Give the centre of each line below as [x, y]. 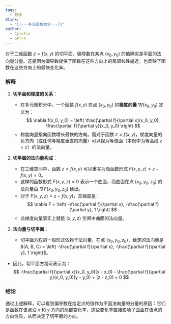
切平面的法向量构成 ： [35, 158]
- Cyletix [20, 34]
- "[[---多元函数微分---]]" [37, 24]
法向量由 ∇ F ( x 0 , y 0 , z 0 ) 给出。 [52, 189]
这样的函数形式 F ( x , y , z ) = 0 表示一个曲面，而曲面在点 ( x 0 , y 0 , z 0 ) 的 [91, 182]
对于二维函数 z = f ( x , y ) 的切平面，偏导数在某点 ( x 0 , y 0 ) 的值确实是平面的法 [83, 54]
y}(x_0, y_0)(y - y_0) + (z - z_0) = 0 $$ [89, 277]
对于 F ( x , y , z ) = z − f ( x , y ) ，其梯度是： [60, 196]
